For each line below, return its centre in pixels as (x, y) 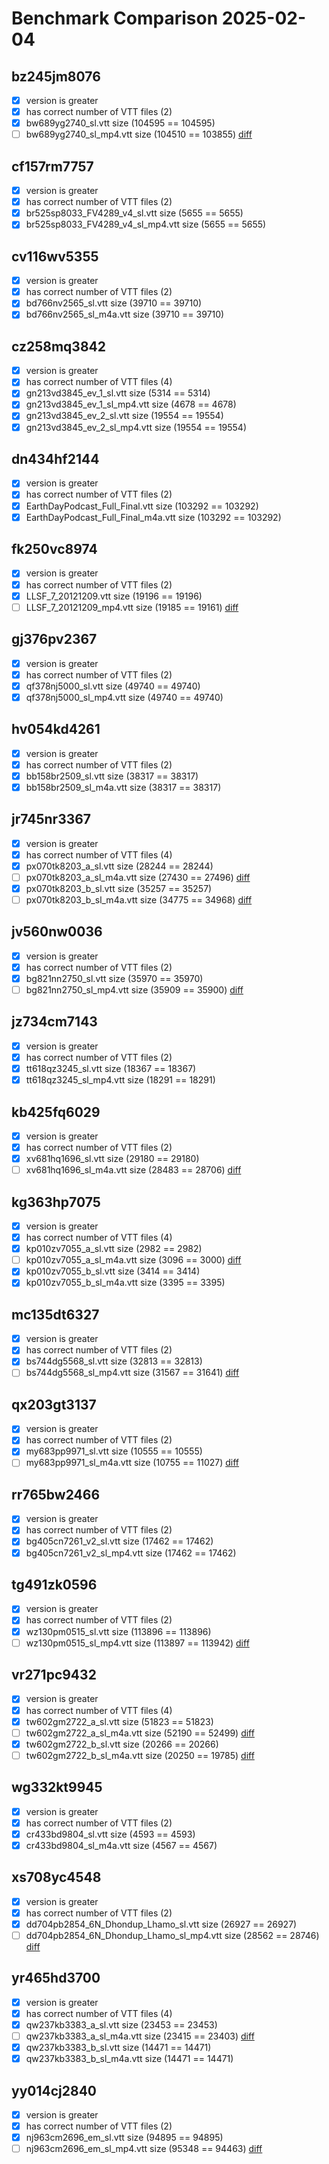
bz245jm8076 (56, 76)
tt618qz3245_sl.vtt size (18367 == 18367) (111, 1068)
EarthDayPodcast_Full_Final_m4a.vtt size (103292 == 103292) (153, 517)
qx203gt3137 (54, 1404)
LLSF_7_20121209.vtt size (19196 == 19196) (114, 596)
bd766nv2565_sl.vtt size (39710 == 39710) (114, 303)
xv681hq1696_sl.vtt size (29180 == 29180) (112, 1159)
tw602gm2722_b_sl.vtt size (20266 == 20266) (122, 1744)
